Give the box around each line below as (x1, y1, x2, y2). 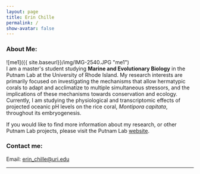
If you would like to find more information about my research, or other (6, 120, 177, 128)
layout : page (6, 8, 39, 15)
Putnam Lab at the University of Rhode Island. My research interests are (6, 71, 183, 78)
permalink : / (6, 20, 39, 26)
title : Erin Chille (6, 14, 55, 20)
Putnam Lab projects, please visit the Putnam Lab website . (6, 127, 150, 134)
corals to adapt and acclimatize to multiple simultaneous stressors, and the (6, 84, 190, 91)
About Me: (6, 45, 37, 54)
